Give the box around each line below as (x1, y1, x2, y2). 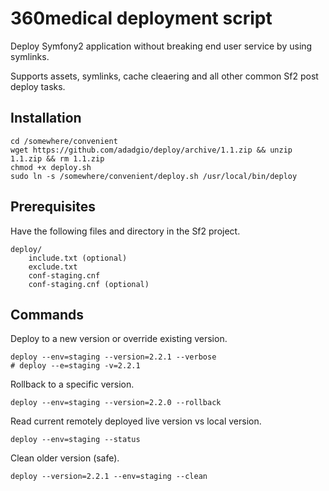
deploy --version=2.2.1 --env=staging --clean (10, 472, 208, 482)
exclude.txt (28, 262, 78, 272)
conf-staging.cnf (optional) (28, 279, 150, 289)
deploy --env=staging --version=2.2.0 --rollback (10, 398, 222, 408)
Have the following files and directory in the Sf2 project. (10, 225, 241, 237)
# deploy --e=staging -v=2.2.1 (10, 361, 141, 371)
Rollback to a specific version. (10, 378, 135, 391)
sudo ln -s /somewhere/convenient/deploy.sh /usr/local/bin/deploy (10, 171, 298, 181)
